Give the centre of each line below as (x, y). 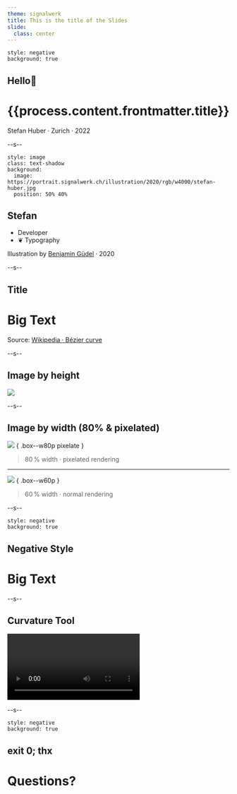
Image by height (43, 376)
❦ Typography (38, 240)
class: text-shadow (36, 163)
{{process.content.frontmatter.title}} (119, 111)
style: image (26, 157)
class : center (34, 34)
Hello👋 (22, 81)
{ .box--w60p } (38, 481)
